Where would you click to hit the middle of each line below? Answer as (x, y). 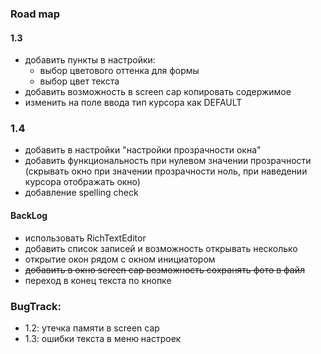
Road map (35, 14)
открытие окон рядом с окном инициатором (120, 259)
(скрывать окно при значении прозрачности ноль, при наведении (166, 171)
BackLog (29, 216)
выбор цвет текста (79, 81)
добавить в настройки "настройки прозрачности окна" (143, 150)
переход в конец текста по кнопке (98, 280)
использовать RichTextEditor (85, 238)
